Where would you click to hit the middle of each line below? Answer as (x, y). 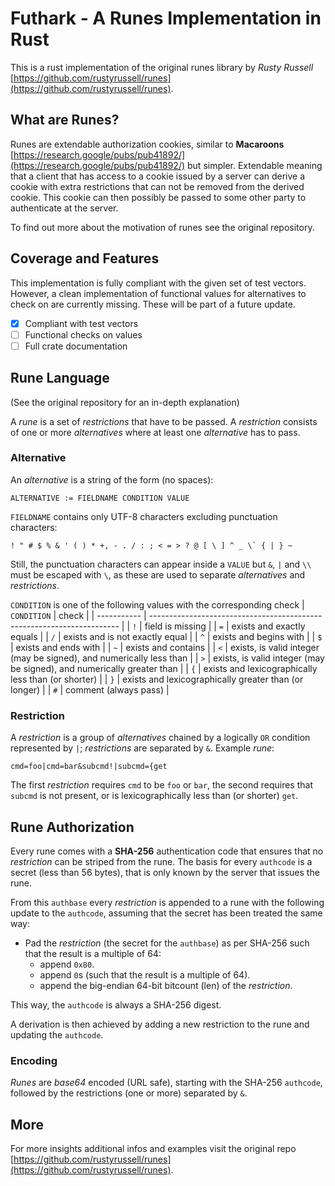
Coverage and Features (85, 258)
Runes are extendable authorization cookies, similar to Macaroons (147, 144)
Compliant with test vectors (81, 323)
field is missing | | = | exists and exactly (225, 626)
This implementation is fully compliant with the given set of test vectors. (158, 283)
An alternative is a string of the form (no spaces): (112, 479)
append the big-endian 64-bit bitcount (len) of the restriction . (166, 985)
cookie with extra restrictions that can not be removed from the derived (157, 186)
